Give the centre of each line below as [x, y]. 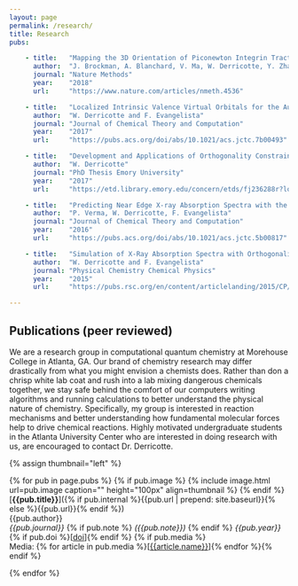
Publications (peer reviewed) [91, 330]
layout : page [33, 17]
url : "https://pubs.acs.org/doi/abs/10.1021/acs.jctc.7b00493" [160, 140]
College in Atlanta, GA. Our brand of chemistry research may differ [131, 361]
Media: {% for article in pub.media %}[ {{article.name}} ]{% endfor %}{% [141, 546]
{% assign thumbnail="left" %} [66, 463]
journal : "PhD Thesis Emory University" [108, 172]
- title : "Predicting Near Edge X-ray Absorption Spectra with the [157, 205]
